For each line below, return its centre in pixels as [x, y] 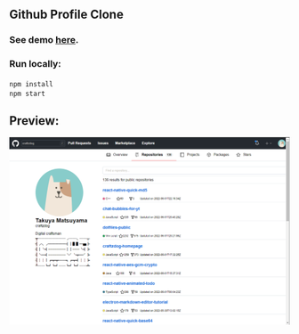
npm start [28, 94]
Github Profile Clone [67, 15]
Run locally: [36, 64]
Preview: [34, 121]
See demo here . [44, 40]
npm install [31, 84]
